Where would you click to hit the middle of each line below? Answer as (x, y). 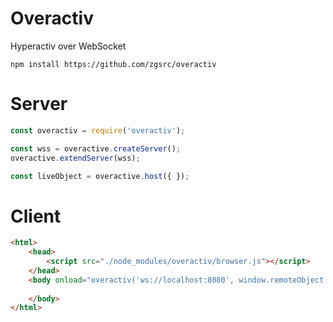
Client (36, 216)
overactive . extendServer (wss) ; (75, 158)
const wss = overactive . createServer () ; (96, 148)
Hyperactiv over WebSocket (68, 46)
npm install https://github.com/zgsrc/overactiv (113, 64)
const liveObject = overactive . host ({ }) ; (100, 176)
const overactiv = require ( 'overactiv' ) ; (98, 130)
